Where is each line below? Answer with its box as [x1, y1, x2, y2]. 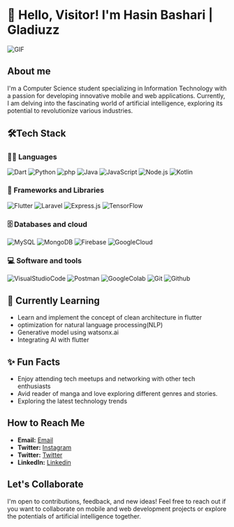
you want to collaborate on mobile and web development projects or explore [7, 505, 227, 513]
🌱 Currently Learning [7, 294, 100, 306]
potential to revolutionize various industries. [7, 106, 133, 115]
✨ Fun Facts [7, 356, 61, 368]
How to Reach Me [7, 417, 85, 429]
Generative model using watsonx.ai [17, 328, 119, 336]
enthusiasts [17, 382, 51, 390]
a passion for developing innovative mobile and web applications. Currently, [7, 91, 226, 100]
